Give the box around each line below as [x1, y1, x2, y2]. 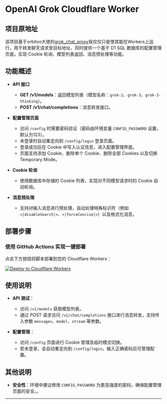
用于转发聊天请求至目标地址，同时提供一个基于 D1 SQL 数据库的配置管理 [13, 45, 162, 51]
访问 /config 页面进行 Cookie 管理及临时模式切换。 [19, 339, 125, 345]
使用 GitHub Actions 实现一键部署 [5, 243, 86, 250]
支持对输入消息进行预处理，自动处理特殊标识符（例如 [19, 205, 129, 211]
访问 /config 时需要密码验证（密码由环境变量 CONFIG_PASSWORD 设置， [19, 125, 161, 131]
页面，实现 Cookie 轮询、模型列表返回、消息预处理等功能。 [5, 51, 127, 57]
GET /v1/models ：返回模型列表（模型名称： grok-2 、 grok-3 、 [19, 92, 146, 98]
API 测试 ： [12, 295, 34, 302]
